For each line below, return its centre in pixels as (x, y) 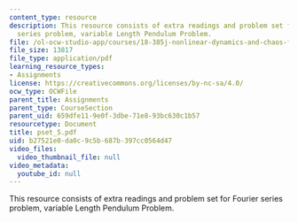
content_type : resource (53, 17)
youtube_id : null (49, 173)
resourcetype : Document (53, 125)
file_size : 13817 (41, 50)
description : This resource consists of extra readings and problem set (146, 26)
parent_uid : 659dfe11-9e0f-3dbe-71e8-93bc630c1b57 (105, 116)
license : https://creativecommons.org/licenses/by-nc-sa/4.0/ (126, 83)
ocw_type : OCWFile (43, 91)
